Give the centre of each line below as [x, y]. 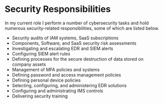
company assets [29, 64]
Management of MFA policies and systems [56, 69]
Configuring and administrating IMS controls [57, 91]
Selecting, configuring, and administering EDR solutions [69, 85]
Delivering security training [40, 96]
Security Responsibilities [58, 9]
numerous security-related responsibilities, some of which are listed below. [82, 28]
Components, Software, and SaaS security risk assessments [74, 43]
